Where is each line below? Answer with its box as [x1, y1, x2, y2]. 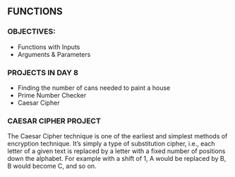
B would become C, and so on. [7, 162, 97, 171]
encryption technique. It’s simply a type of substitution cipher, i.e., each [7, 140, 215, 148]
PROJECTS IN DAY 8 [7, 67, 79, 77]
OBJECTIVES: [7, 27, 56, 37]
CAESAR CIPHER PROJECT [7, 116, 101, 126]
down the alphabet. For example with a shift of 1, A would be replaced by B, [7, 155, 227, 163]
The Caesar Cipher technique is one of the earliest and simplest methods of [7, 132, 228, 140]
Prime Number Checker [17, 91, 87, 99]
